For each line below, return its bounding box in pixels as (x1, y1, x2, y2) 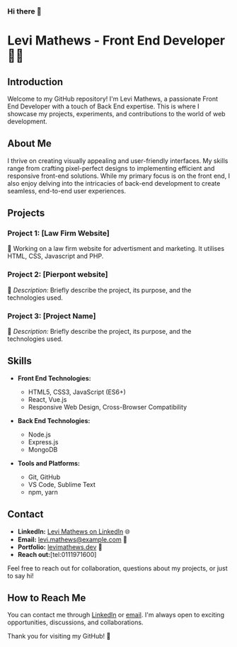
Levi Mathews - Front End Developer (7, 33, 225, 49)
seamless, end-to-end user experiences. (7, 186, 126, 195)
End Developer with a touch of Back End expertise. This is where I (7, 102, 200, 111)
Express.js (28, 437, 59, 446)
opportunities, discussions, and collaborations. (7, 618, 144, 626)
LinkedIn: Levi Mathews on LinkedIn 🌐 (17, 527, 130, 536)
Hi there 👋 (7, 6, 42, 16)
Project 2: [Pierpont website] (7, 269, 108, 279)
